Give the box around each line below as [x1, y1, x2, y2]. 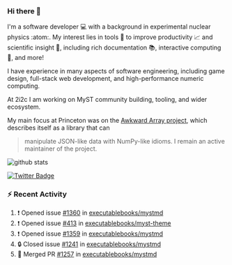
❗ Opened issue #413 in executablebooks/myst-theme [17, 219, 171, 227]
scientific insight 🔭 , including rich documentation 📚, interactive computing [7, 43, 222, 52]
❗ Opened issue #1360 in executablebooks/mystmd [17, 209, 164, 217]
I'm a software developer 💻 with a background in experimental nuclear [7, 22, 211, 31]
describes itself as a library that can [7, 123, 110, 132]
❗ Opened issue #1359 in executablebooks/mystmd [17, 229, 164, 238]
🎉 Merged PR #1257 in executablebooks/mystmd [17, 250, 157, 258]
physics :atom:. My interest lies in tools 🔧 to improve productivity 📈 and [7, 33, 213, 41]
